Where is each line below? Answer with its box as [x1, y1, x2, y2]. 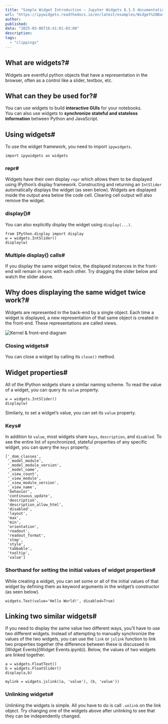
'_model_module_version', [7, 463, 61, 468]
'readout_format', [7, 533, 46, 538]
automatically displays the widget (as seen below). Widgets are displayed [5, 187, 156, 193]
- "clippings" [9, 40, 39, 45]
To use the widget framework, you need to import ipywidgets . [5, 143, 132, 150]
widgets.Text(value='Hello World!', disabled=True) [5, 598, 115, 604]
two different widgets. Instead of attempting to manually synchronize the [5, 631, 155, 637]
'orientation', [7, 524, 39, 529]
